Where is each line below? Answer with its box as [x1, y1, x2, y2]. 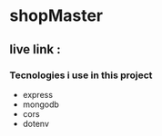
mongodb [22, 99, 59, 110]
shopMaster [9, 5, 104, 26]
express [22, 89, 53, 100]
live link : [9, 42, 61, 57]
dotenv [22, 118, 50, 129]
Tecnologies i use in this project [9, 69, 153, 82]
